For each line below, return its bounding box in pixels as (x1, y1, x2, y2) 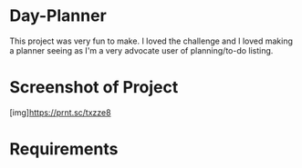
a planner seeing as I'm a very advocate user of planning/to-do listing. (9, 44, 274, 55)
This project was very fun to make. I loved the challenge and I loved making (9, 35, 294, 46)
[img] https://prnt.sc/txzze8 (9, 106, 111, 118)
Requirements (9, 139, 119, 160)
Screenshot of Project (9, 77, 179, 98)
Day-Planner (9, 5, 107, 26)
